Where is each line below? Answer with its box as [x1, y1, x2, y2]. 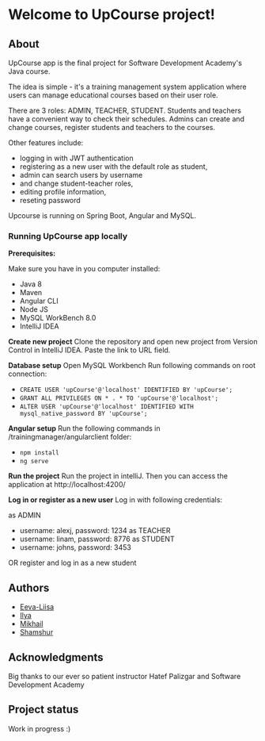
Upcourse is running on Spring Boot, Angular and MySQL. [8, 211, 196, 220]
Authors [8, 581, 50, 594]
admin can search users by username [19, 171, 143, 179]
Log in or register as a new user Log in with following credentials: [8, 495, 223, 505]
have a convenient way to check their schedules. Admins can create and [8, 114, 245, 124]
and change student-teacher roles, [19, 179, 134, 188]
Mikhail [19, 619, 44, 628]
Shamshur [19, 628, 54, 637]
